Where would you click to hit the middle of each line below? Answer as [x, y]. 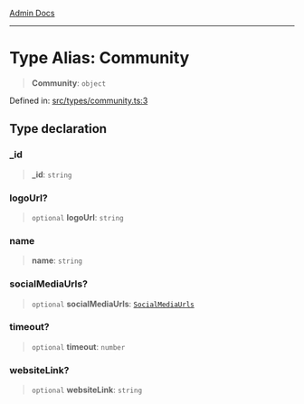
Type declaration [58, 129]
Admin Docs [32, 13]
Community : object [69, 83]
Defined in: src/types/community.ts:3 [79, 100]
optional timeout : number [78, 346]
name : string [57, 260]
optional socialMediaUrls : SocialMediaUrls [113, 304]
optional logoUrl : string [77, 217]
